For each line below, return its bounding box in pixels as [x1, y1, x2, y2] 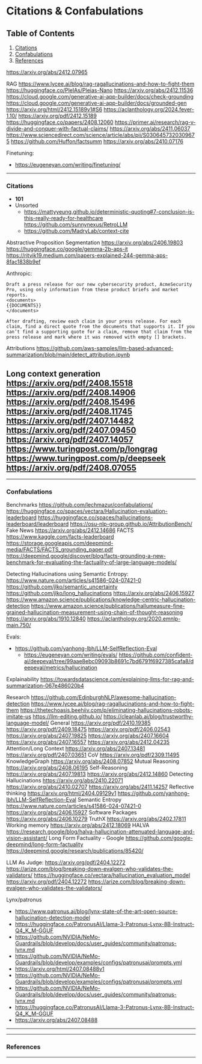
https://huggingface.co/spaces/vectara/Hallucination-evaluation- [6, 507, 168, 515]
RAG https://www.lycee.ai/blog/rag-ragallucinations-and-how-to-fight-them [6, 80, 195, 87]
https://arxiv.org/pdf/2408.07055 [6, 462, 137, 473]
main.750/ [6, 622, 31, 629]
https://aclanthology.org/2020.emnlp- [87, 615, 181, 622]
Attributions [6, 345, 35, 352]
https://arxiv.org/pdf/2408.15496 [6, 397, 135, 407]
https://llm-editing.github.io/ [32, 713, 102, 720]
